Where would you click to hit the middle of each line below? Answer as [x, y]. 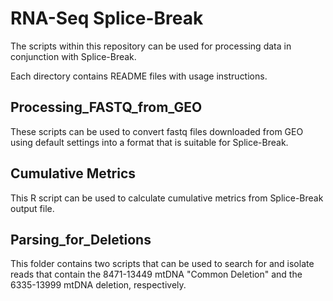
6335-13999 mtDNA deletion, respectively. [98, 285]
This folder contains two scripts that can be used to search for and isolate [162, 264]
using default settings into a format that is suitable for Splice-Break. [149, 142]
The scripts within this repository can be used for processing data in [151, 46]
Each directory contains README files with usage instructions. [139, 76]
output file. [32, 208]
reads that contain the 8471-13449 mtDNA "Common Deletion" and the [156, 274]
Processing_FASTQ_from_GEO [106, 107]
